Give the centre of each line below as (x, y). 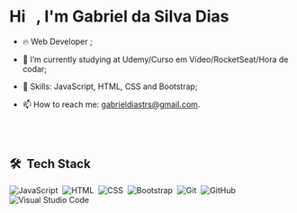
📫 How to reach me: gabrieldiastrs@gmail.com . (111, 104)
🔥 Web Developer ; (57, 41)
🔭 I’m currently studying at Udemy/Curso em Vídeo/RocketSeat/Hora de (155, 59)
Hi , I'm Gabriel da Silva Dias (119, 17)
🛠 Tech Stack (50, 164)
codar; (35, 68)
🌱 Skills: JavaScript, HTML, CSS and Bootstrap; (110, 86)
